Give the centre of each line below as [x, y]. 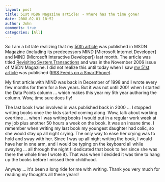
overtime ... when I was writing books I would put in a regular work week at [81, 118]
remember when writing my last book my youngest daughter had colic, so [80, 128]
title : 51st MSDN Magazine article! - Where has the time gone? [72, 14]
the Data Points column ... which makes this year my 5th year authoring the [81, 92]
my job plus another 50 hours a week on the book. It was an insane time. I [80, 123]
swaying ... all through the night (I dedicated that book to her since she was [81, 149]
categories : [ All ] [24, 32]
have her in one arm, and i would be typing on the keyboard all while [74, 144]
